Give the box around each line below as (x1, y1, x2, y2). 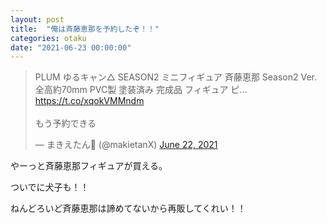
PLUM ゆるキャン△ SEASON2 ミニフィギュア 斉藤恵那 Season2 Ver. (34, 71, 318, 83)
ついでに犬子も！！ (10, 181, 90, 193)
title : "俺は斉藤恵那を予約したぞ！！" (10, 24, 160, 34)
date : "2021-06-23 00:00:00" (10, 42, 132, 53)
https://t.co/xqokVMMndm (34, 95, 145, 107)
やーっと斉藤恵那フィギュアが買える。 (10, 160, 168, 172)
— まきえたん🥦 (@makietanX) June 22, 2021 (34, 139, 218, 151)
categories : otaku (10, 33, 87, 43)
